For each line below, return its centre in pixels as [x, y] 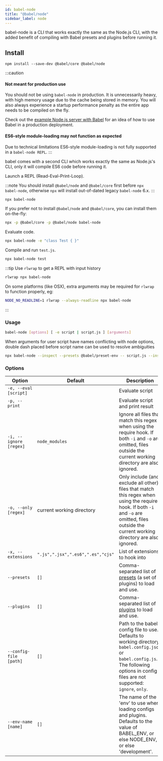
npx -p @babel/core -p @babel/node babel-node [53, 223]
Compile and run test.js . [30, 250]
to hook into [132, 558]
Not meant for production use [36, 84]
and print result [136, 407]
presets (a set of [138, 578]
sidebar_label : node [26, 18]
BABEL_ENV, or [136, 733]
